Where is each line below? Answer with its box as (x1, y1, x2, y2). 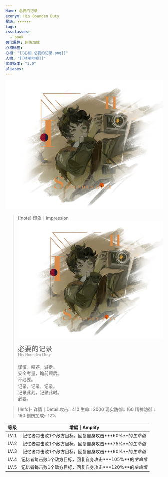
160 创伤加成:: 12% (17, 412, 57, 418)
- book (10, 35, 24, 40)
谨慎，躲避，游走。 (17, 364, 58, 370)
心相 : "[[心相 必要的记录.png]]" (5, 50, 69, 55)
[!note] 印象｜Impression (17, 215, 69, 221)
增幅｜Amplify (69, 425, 100, 431)
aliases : (5, 66, 24, 71)
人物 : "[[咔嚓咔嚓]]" (5, 56, 46, 61)
